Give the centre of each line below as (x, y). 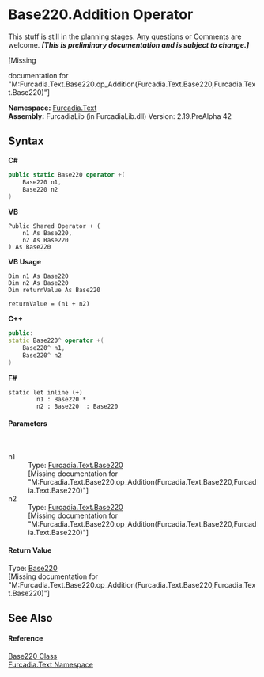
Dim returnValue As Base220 (55, 291)
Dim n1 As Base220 (38, 276)
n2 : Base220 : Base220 (77, 406)
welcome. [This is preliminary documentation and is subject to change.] (129, 44)
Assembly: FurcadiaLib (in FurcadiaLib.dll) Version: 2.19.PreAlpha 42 (120, 116)
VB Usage (25, 262)
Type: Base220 (33, 569)
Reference (26, 638)
